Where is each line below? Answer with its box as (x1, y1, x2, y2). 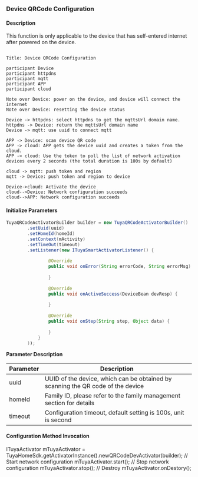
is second (44, 416, 72, 424)
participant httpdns (6, 71, 57, 77)
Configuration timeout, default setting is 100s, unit (44, 409, 184, 417)
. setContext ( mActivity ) (27, 236, 85, 242)
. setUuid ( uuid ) (27, 226, 65, 231)
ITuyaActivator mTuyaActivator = (6, 445, 85, 452)
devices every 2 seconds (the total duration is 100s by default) (6, 158, 173, 164)
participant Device (6, 65, 54, 72)
